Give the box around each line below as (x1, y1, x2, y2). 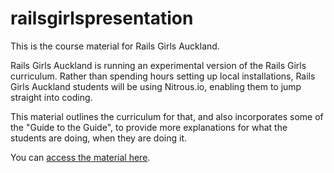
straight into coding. (10, 91, 93, 103)
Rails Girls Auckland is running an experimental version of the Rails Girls (10, 59, 307, 71)
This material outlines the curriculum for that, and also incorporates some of (10, 110, 324, 122)
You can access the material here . (10, 151, 151, 163)
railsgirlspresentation (10, 7, 194, 30)
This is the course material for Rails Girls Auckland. (10, 40, 220, 52)
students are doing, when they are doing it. (10, 132, 188, 144)
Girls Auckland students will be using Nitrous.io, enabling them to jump (10, 80, 302, 92)
